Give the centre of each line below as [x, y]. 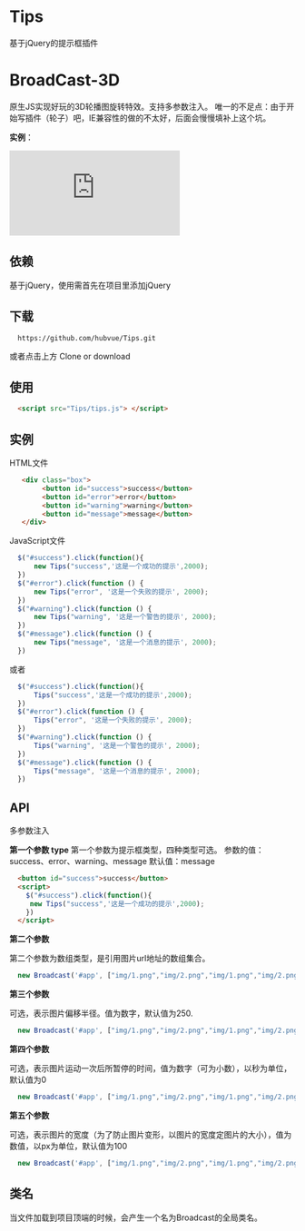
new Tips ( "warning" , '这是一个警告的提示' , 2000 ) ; [125, 617]
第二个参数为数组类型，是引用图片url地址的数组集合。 [110, 959]
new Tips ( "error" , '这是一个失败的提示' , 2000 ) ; [121, 592]
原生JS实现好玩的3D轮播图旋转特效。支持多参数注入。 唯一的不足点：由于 [148, 106]
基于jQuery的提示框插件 [54, 43]
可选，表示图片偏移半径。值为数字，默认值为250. [101, 1013]
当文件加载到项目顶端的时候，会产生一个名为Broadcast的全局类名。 [136, 1217]
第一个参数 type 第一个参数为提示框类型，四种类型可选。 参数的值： [137, 850]
